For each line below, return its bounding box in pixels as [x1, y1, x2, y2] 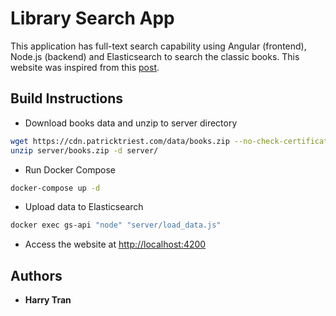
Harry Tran [24, 294, 72, 306]
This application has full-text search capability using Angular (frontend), [10, 40, 307, 52]
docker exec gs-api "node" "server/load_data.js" [10, 220, 222, 231]
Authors [10, 267, 63, 284]
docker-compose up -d [10, 183, 101, 193]
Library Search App [10, 7, 175, 30]
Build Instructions [10, 90, 124, 107]
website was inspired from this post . [10, 61, 160, 73]
